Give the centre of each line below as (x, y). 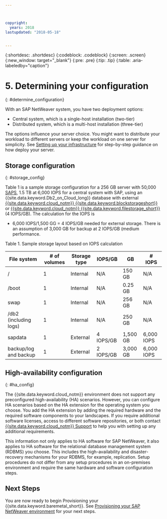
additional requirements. (30, 431)
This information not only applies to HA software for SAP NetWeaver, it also (82, 441)
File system (23, 259)
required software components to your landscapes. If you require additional (83, 415)
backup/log (21, 349)
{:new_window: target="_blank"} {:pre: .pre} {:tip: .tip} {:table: (68, 60)
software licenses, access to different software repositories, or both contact (83, 421)
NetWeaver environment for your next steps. (50, 511)
